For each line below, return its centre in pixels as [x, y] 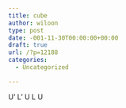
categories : [28, 60]
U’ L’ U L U [26, 97]
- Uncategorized [42, 67]
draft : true [28, 45]
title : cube [28, 15]
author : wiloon [33, 23]
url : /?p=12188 [33, 52]
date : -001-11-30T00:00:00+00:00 [63, 38]
